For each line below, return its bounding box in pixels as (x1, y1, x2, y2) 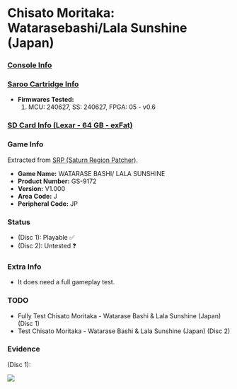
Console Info (7, 60, 52, 70)
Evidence (7, 344, 40, 354)
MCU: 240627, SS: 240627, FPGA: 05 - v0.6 (28, 103, 156, 111)
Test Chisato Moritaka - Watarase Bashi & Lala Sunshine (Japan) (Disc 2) (17, 327, 231, 335)
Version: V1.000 (17, 184, 66, 192)
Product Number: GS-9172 (17, 177, 97, 185)
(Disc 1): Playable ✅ (17, 233, 76, 241)
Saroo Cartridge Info (7, 79, 79, 89)
